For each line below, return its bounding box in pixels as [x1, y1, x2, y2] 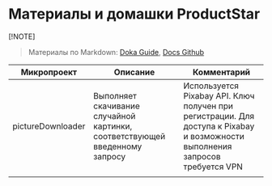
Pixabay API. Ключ [183, 90, 255, 101]
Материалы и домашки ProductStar [8, 5, 261, 23]
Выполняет [92, 90, 138, 101]
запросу [92, 150, 126, 162]
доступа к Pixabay [183, 120, 255, 132]
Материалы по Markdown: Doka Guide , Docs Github [28, 47, 205, 57]
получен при [183, 100, 233, 112]
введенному [92, 141, 142, 152]
